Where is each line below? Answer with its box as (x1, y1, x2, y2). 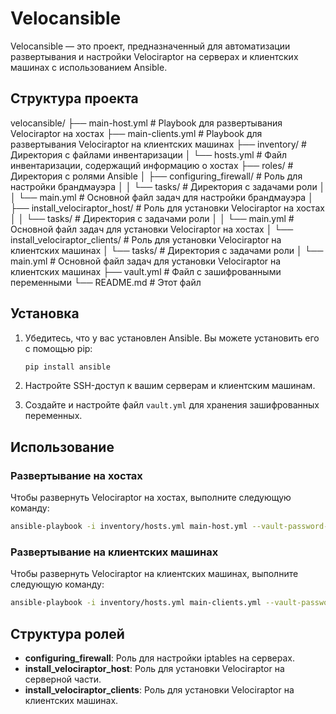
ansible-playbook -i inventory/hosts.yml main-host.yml (10, 522, 248, 532)
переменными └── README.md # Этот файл (10, 276, 202, 288)
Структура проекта (10, 90, 139, 107)
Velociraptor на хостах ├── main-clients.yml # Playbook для (10, 127, 263, 139)
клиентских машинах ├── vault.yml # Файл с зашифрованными (10, 265, 282, 277)
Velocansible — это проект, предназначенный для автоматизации (10, 40, 291, 52)
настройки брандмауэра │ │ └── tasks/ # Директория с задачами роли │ (10, 180, 326, 192)
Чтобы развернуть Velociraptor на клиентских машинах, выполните (10, 568, 299, 580)
